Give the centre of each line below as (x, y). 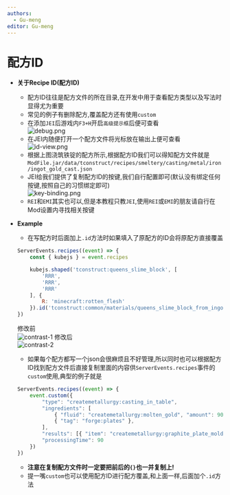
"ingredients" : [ (67, 408)
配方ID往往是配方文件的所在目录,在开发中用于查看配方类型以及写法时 (124, 98)
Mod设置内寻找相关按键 (61, 210)
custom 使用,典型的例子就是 (65, 376)
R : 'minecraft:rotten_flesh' (84, 302)
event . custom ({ (51, 395)
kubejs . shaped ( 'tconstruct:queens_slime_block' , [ (104, 270)
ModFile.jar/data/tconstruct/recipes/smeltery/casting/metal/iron (124, 163)
